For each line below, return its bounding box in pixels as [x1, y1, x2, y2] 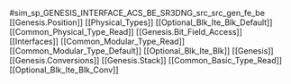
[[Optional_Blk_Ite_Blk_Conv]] [9, 64, 119, 75]
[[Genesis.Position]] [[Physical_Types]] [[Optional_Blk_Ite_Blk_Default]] [9, 17, 273, 28]
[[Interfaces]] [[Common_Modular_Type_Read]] [9, 36, 186, 46]
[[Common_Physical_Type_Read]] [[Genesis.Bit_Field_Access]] [9, 27, 243, 37]
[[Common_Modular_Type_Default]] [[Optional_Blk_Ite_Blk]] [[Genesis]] [9, 46, 274, 56]
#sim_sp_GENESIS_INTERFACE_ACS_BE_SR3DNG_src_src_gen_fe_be [9, 8, 266, 18]
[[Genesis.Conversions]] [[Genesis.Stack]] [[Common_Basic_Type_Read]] [9, 55, 282, 65]
